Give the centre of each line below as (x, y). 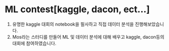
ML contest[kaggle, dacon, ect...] (77, 9)
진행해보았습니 (150, 24)
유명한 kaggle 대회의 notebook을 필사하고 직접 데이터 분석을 (73, 24)
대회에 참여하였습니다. (34, 43)
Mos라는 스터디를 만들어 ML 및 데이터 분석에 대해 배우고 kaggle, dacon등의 (88, 37)
